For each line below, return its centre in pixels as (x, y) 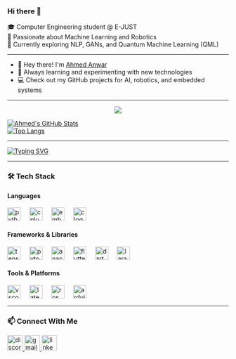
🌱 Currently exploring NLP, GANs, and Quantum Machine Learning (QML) (113, 44)
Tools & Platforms (34, 273)
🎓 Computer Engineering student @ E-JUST (72, 27)
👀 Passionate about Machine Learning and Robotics (82, 37)
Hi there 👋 (25, 11)
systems (29, 90)
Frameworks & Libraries (43, 235)
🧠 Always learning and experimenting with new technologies (105, 72)
